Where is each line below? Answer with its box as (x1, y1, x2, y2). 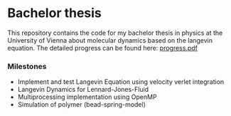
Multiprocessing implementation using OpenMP (17, 93, 158, 101)
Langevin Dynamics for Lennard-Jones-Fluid (17, 85, 149, 94)
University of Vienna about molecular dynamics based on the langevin (7, 36, 213, 44)
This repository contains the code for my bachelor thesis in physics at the (7, 28, 223, 37)
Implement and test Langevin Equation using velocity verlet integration (17, 78, 225, 86)
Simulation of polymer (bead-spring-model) (17, 100, 146, 109)
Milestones (7, 61, 47, 71)
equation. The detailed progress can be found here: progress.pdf (7, 43, 198, 52)
